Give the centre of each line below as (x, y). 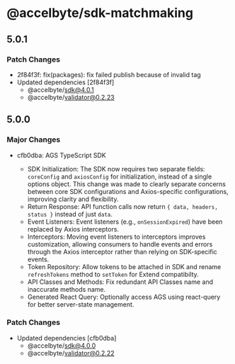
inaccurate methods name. (67, 289)
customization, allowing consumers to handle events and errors (120, 244)
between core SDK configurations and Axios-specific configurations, (128, 191)
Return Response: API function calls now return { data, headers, (123, 206)
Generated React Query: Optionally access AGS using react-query (124, 297)
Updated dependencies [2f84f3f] (65, 82)
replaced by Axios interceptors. (73, 229)
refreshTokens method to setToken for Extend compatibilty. (113, 274)
